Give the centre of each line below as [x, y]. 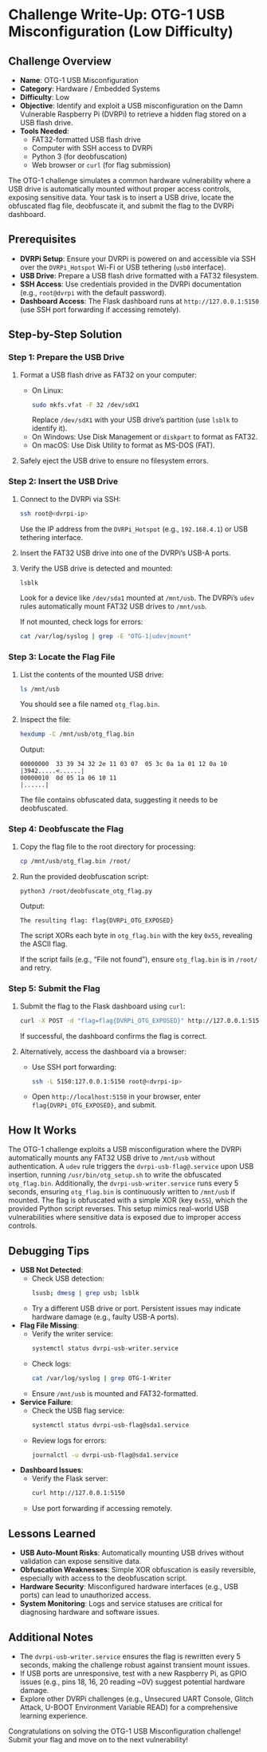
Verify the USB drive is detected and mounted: [96, 568]
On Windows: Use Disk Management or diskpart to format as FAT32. [145, 437]
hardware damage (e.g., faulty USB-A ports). [105, 1316]
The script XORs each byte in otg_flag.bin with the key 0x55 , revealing [136, 936]
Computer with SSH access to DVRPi [92, 148]
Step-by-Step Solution [65, 335]
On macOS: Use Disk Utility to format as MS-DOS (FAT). [123, 445]
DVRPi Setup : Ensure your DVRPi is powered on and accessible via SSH [138, 258]
